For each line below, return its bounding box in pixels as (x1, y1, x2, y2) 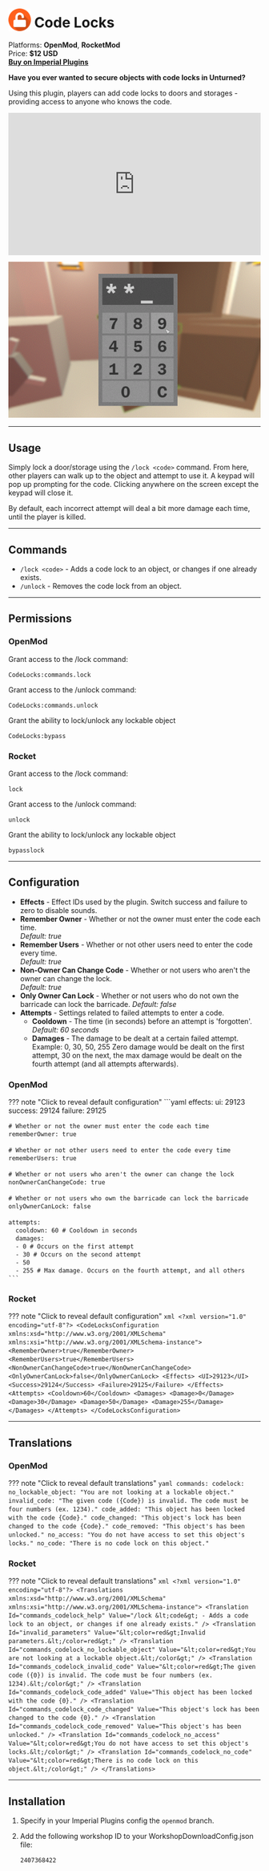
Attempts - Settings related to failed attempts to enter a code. (19, 1008, 225, 1017)
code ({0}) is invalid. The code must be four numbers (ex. (8, 1671, 214, 1680)
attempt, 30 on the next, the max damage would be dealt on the (31, 1050, 243, 1060)
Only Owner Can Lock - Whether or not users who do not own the (19, 991, 239, 1000)
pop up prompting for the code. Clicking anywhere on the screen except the (8, 480, 259, 489)
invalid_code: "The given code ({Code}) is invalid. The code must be (8, 1497, 249, 1505)
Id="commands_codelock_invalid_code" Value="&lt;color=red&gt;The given (8, 1663, 256, 1671)
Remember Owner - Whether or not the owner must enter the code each (19, 914, 261, 923)
